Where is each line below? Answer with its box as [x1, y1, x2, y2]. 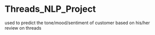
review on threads [4, 25, 42, 31]
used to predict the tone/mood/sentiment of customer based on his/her [4, 20, 151, 26]
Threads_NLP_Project [4, 3, 96, 15]
